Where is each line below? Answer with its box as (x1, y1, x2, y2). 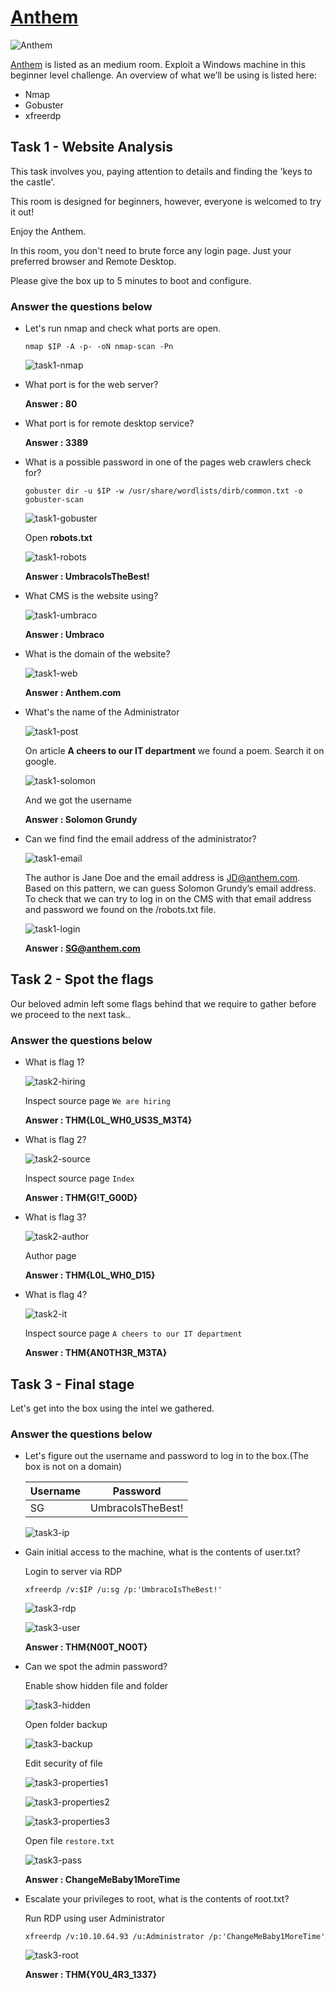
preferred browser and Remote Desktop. (10, 255, 177, 267)
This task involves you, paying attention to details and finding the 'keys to (10, 165, 313, 177)
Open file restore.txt (24, 1835, 115, 1847)
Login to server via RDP (24, 1566, 123, 1578)
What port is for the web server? (24, 379, 159, 391)
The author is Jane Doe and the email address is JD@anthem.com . (24, 872, 301, 884)
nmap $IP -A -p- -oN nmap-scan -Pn (24, 342, 174, 352)
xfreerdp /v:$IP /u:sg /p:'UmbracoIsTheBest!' (24, 1585, 223, 1595)
